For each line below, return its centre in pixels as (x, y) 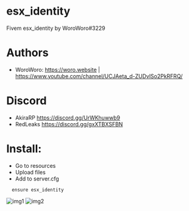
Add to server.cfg (37, 179)
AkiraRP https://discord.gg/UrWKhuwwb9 (68, 118)
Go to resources (35, 165)
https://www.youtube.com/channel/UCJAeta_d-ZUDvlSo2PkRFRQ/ (99, 76)
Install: (24, 149)
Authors (27, 53)
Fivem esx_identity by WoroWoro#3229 (56, 28)
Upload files (30, 172)
